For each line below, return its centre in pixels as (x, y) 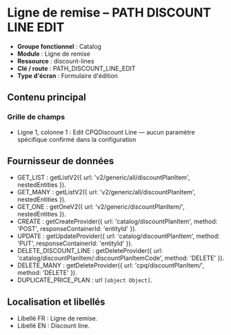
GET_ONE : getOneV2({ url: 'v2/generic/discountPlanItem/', (101, 207)
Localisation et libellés (56, 302)
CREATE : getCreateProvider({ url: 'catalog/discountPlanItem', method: (117, 221)
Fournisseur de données (61, 161)
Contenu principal (47, 98)
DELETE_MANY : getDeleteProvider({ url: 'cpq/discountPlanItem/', (111, 265)
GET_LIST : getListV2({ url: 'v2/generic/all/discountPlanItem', (103, 178)
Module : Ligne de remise (54, 54)
